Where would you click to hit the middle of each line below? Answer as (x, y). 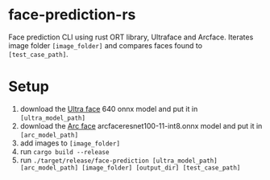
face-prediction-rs (72, 15)
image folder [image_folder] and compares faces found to (106, 45)
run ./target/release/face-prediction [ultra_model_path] (118, 160)
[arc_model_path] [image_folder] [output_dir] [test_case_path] (130, 168)
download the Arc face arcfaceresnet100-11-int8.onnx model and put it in (141, 125)
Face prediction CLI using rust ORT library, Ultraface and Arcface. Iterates (131, 37)
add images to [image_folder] (70, 143)
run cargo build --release (64, 151)
